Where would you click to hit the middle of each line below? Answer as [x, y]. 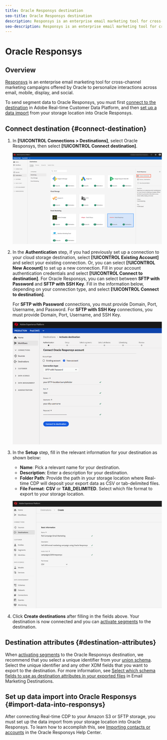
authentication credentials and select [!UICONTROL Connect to [78, 273]
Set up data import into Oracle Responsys [71, 697]
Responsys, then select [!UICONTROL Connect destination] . [75, 146]
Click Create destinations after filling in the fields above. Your [76, 616]
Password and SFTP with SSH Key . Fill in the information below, [78, 284]
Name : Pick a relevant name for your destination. [70, 467]
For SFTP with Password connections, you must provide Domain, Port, [85, 304]
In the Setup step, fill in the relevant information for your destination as [85, 452]
